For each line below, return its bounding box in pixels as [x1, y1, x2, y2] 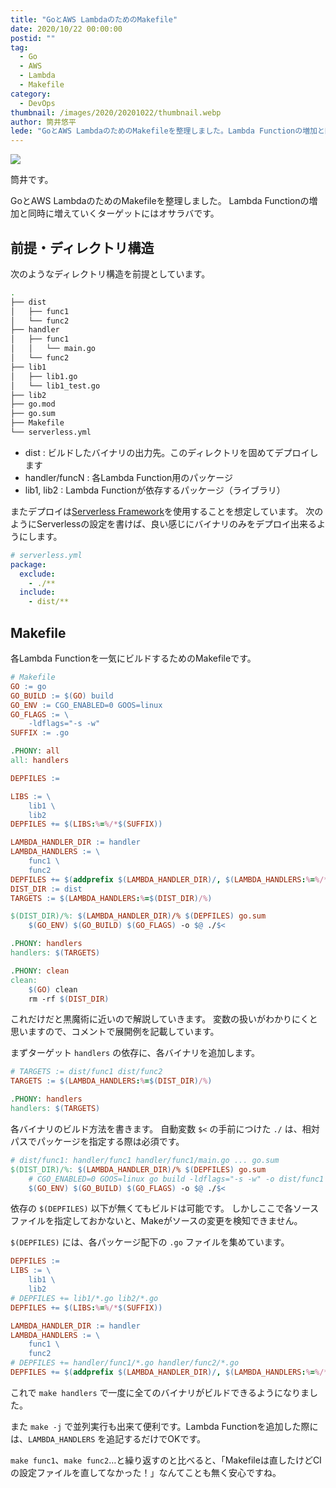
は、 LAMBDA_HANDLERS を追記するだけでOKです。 [10, 1432, 207, 1445]
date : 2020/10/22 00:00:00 [10, 24, 123, 34]
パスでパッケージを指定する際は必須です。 [10, 1135, 185, 1147]
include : [19, 587, 56, 598]
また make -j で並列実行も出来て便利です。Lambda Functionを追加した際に [10, 1420, 319, 1432]
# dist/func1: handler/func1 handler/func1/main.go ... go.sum [10, 1155, 280, 1165]
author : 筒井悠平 [10, 117, 77, 127]
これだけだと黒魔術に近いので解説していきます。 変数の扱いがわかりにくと [10, 1013, 318, 1025]
